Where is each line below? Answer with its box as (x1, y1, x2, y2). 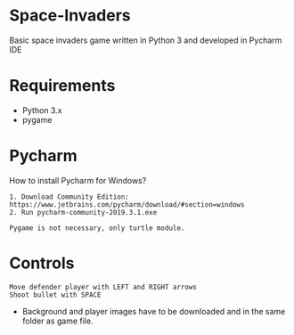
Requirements (9, 76, 116, 96)
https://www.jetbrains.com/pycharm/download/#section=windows (9, 200, 245, 209)
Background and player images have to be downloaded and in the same (21, 306, 286, 316)
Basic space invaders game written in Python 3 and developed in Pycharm (9, 35, 282, 45)
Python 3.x (21, 104, 62, 116)
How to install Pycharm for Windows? (9, 175, 147, 185)
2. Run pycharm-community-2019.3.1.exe (9, 208, 158, 217)
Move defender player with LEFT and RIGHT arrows (9, 282, 198, 291)
